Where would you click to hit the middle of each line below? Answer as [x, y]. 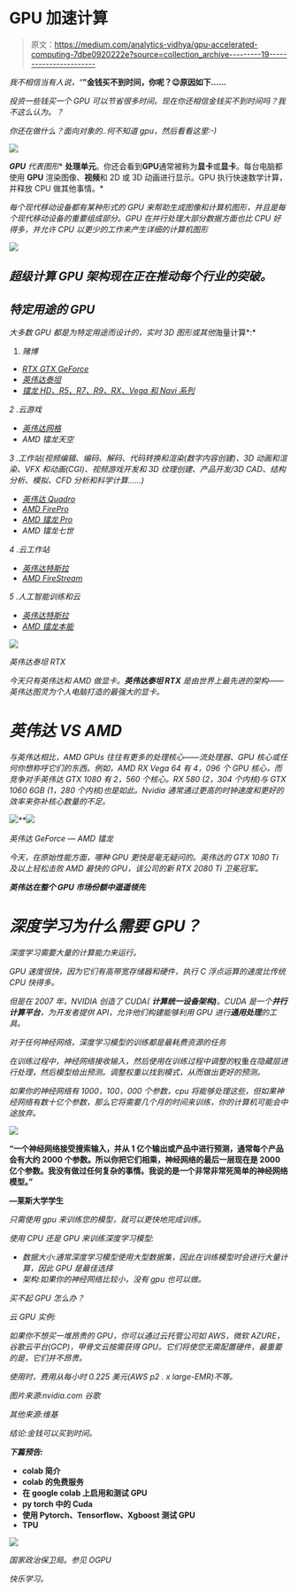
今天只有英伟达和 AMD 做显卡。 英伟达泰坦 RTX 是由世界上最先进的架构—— [147, 681]
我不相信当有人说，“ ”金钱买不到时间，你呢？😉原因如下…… [118, 82]
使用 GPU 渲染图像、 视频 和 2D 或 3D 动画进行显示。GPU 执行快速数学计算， [148, 177]
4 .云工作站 [30, 549]
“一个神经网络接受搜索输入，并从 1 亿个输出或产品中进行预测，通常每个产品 [147, 1149]
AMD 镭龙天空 [48, 439]
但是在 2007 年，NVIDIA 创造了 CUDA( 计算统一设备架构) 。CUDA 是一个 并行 [149, 1001]
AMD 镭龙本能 [48, 626]
